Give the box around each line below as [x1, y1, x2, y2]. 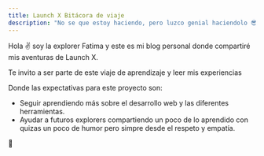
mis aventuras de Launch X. [8, 52, 98, 61]
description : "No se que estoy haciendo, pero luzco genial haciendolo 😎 [8, 19, 258, 27]
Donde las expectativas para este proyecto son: [8, 83, 163, 92]
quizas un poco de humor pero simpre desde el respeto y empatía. [19, 123, 236, 132]
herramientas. [19, 106, 65, 116]
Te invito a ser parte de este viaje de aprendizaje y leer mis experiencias [8, 68, 242, 77]
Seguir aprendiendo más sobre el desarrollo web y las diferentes [19, 98, 229, 107]
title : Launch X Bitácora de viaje [8, 11, 125, 20]
